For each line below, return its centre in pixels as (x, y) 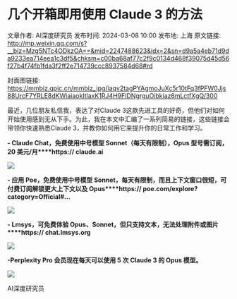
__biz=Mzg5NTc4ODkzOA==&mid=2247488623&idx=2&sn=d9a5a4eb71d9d (118, 51)
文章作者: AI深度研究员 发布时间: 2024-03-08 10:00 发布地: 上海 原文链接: (114, 35)
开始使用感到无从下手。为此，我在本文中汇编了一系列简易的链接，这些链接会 (119, 119)
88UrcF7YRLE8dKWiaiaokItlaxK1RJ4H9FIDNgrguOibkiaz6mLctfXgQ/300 (113, 95)
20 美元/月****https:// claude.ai (55, 152)
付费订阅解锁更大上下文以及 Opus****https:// (74, 188)
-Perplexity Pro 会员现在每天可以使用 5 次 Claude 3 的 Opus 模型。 (105, 260)
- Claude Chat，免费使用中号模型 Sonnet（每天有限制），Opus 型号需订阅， (118, 142)
